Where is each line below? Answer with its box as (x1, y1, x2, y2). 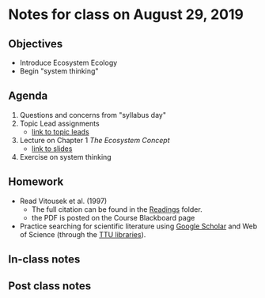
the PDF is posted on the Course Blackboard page (31, 213, 195, 222)
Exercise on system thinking (19, 152, 112, 161)
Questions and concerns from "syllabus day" (19, 110, 166, 119)
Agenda (8, 89, 48, 103)
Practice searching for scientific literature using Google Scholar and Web (19, 221, 258, 231)
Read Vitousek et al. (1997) (19, 196, 108, 206)
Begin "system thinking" (19, 66, 99, 76)
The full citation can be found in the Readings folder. (31, 204, 203, 214)
